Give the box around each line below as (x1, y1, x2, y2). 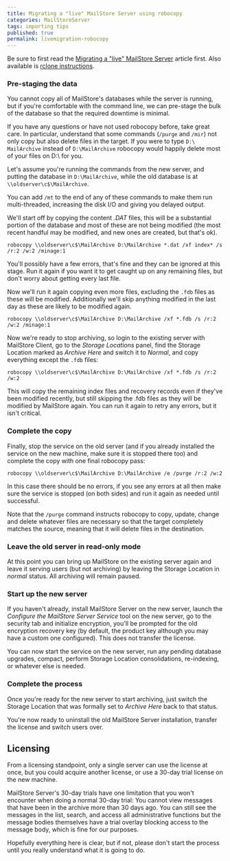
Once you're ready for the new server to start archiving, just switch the (7, 694, 208, 703)
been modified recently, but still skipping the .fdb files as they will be (7, 394, 201, 403)
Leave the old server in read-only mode (7, 542, 141, 551)
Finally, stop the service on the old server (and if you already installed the (7, 442, 215, 450)
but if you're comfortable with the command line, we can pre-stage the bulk (7, 102, 221, 110)
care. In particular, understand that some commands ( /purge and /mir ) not (7, 130, 218, 138)
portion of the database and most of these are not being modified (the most (7, 221, 221, 229)
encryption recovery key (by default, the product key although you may (7, 627, 209, 635)
